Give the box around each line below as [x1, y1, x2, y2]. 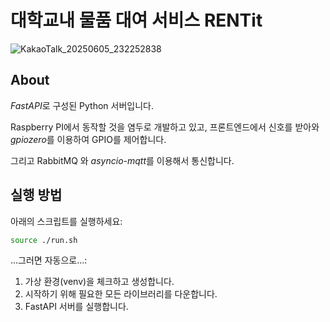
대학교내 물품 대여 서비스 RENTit [10, 9, 263, 32]
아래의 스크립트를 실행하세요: [10, 215, 123, 227]
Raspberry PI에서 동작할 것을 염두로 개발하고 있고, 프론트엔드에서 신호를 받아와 [10, 121, 320, 133]
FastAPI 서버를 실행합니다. [24, 301, 129, 313]
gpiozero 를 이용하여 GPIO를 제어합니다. [10, 133, 167, 145]
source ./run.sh [10, 235, 78, 245]
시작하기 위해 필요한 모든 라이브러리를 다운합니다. [24, 288, 218, 300]
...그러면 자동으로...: [10, 254, 88, 266]
